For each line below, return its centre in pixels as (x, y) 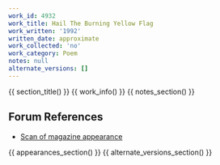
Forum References (56, 117)
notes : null (28, 61)
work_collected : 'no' (45, 46)
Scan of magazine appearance (71, 136)
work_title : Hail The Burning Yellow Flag (81, 23)
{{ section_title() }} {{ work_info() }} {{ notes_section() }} (102, 91)
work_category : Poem (43, 53)
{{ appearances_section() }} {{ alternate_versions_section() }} (110, 152)
